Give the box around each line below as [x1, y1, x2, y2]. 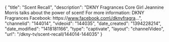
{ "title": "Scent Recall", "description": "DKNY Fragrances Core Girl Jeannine [5, 5, 164, 10]
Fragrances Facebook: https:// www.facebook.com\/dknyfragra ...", [5, 15, 142, 21]
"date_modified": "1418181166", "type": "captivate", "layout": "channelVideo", [5, 26, 164, 32]
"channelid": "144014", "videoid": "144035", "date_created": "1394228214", [5, 20, 161, 26]
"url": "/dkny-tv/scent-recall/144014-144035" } [5, 31, 103, 37]
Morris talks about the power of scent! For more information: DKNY [5, 10, 145, 16]
